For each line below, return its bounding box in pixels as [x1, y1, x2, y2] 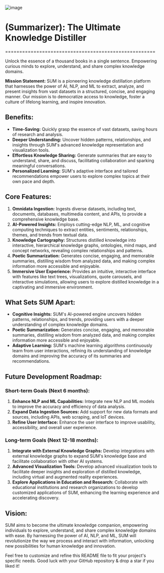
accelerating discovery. [12, 495, 60, 501]
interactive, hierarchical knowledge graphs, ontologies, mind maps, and [12, 242, 157, 248]
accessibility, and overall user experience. [12, 425, 97, 430]
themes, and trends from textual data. [12, 231, 89, 238]
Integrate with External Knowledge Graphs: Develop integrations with [12, 448, 155, 454]
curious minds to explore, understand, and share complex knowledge [5, 63, 145, 69]
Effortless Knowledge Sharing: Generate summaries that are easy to [12, 152, 152, 158]
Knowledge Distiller [5, 32, 87, 44]
